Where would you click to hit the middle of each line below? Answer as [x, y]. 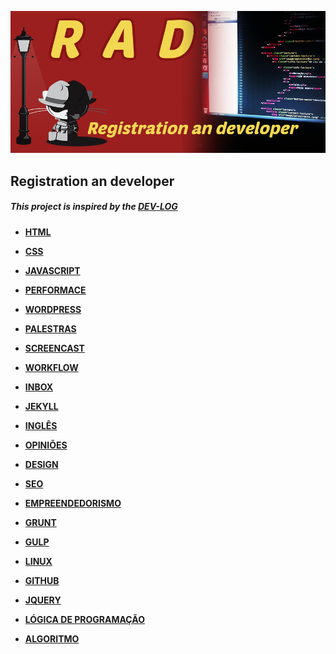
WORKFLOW [51, 367]
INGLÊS [41, 425]
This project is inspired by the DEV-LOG [94, 207]
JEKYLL [41, 406]
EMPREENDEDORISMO [73, 503]
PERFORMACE [55, 290]
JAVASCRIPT [52, 270]
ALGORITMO [52, 638]
